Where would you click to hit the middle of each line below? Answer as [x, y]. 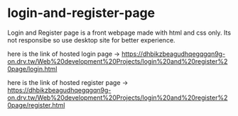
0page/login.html [32, 69]
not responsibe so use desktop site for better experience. [91, 40]
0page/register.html [36, 105]
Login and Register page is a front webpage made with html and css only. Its [119, 33]
